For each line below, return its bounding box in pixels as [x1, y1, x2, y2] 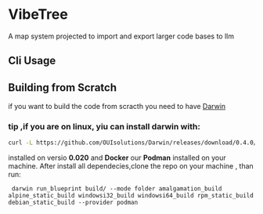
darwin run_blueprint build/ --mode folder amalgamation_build [11, 185, 222, 193]
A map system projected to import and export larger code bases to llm [8, 31, 235, 41]
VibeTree [8, 5, 68, 24]
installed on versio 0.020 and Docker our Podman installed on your [8, 153, 227, 162]
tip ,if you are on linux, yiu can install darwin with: [8, 122, 201, 132]
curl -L [8, 139, 34, 147]
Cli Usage [8, 54, 56, 67]
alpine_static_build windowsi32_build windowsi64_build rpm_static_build [8, 192, 254, 200]
